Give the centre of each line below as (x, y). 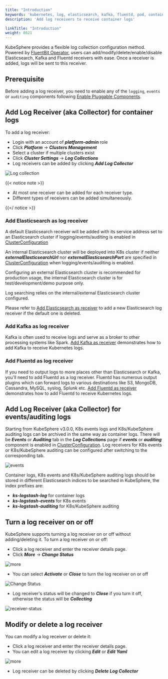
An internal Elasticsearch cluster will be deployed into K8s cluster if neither (82, 252)
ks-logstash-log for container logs (48, 496)
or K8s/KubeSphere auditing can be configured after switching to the (76, 450)
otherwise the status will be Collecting (52, 599)
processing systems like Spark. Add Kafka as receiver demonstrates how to (83, 343)
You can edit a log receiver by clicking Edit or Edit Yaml (70, 652)
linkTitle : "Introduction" (33, 28)
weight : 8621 (19, 33)
